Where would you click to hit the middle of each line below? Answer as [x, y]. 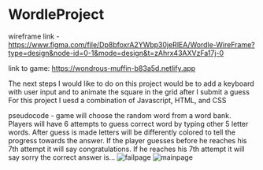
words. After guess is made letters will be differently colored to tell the [122, 132]
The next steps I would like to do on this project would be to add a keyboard [131, 83]
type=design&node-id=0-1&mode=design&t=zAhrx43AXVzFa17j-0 [116, 53]
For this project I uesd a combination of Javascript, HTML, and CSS [117, 100]
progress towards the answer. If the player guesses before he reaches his [128, 140]
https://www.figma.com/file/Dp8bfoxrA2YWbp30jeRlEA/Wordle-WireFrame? [131, 44]
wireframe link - [34, 36]
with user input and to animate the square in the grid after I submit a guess [129, 91]
